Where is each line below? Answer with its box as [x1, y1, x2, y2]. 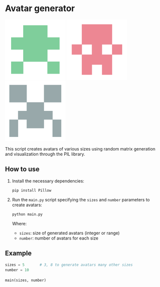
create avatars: [12, 202, 43, 208]
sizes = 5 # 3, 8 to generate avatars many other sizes [5, 262, 133, 268]
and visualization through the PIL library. [5, 151, 86, 157]
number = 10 [5, 268, 29, 272]
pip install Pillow [12, 188, 52, 193]
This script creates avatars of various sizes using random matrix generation [5, 146, 156, 151]
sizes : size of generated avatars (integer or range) [19, 230, 120, 236]
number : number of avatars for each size [19, 235, 99, 241]
